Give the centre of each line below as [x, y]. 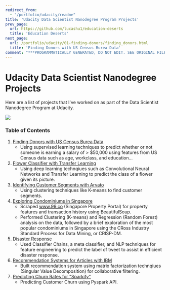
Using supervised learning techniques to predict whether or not [86, 147]
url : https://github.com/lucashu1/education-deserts [67, 29]
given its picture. [37, 179]
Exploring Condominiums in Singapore [52, 201]
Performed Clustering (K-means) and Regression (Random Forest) [89, 217]
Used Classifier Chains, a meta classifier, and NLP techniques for [88, 244]
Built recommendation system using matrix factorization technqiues [91, 266]
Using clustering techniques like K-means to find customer [81, 190]
